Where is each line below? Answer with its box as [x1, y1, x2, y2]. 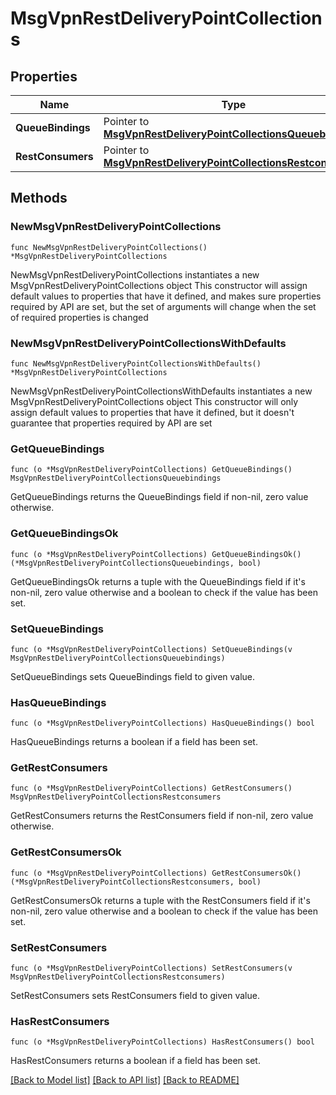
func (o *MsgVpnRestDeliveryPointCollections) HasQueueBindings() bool [10, 718, 315, 729]
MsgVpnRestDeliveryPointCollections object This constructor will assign [10, 279, 308, 291]
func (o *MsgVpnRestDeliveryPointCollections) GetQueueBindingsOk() [10, 549, 302, 559]
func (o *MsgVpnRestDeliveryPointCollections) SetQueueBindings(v [10, 644, 293, 654]
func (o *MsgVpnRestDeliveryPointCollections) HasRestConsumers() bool [10, 1037, 315, 1047]
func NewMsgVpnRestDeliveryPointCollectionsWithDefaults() [10, 358, 262, 369]
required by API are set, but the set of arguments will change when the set [10, 300, 317, 312]
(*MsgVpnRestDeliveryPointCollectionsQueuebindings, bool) [10, 558, 262, 568]
